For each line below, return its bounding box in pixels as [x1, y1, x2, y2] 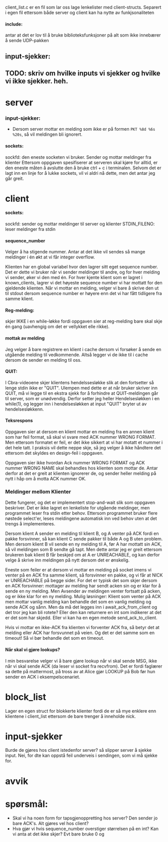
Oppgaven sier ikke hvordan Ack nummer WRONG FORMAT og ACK [5, 460, 145, 466]
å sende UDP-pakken [5, 38, 49, 44]
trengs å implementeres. [5, 521, 55, 527]
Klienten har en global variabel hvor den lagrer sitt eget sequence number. [5, 264, 158, 270]
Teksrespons [5, 418, 33, 424]
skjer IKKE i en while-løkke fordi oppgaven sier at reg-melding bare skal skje [5, 318, 162, 325]
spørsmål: [5, 798, 48, 809]
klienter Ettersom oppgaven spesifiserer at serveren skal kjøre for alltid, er [5, 159, 158, 165]
